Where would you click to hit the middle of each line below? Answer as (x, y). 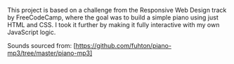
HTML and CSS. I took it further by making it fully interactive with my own (113, 25)
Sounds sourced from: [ (41, 46)
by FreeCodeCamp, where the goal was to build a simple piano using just (113, 17)
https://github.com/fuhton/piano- (124, 46)
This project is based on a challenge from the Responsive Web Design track (117, 10)
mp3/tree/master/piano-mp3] (50, 53)
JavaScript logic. (32, 32)
